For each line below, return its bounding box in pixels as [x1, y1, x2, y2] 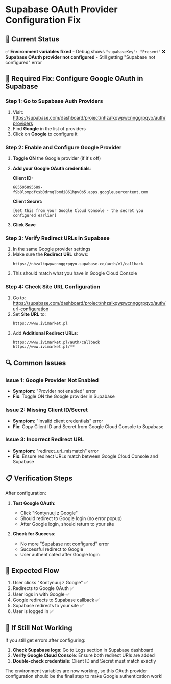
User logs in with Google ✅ [12, 591, 70, 597]
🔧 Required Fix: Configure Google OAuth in [5, 74, 143, 83]
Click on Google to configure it [12, 131, 78, 137]
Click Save [12, 221, 36, 228]
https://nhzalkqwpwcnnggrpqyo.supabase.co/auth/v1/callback [12, 262, 143, 267]
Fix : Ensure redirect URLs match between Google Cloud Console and [12, 453, 158, 459]
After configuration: [5, 490, 47, 496]
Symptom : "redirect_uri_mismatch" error [12, 447, 99, 454]
